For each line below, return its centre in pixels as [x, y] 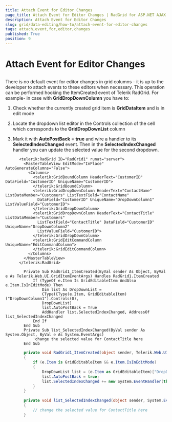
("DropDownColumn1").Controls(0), [42, 299]
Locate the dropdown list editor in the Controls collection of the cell [84, 123]
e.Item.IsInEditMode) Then [34, 285]
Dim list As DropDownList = [72, 290]
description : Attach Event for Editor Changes [56, 20]
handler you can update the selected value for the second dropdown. [86, 150]
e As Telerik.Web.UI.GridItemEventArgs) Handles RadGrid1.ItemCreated [82, 276]
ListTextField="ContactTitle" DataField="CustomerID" [96, 222]
